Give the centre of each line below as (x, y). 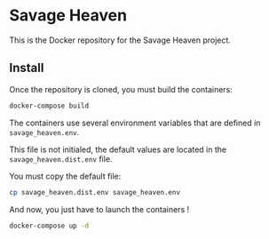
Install (27, 68)
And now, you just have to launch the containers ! (99, 209)
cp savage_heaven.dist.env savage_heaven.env (95, 192)
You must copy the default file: (65, 176)
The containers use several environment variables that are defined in (135, 123)
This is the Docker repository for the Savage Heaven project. (120, 40)
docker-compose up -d (49, 226)
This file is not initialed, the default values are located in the (118, 149)
